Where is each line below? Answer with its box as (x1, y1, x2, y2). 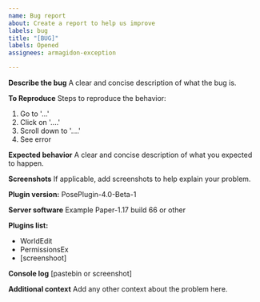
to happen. (8, 159, 44, 168)
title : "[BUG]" (8, 34, 59, 42)
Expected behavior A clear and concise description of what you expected (8, 150, 253, 159)
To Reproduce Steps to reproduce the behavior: (8, 94, 166, 103)
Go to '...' (19, 109, 50, 119)
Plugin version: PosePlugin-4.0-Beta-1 (8, 190, 137, 199)
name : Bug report (8, 11, 66, 20)
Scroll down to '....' (19, 126, 82, 135)
